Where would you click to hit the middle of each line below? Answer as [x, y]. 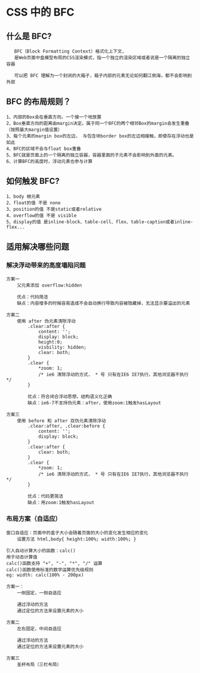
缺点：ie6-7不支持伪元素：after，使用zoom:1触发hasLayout [94, 403]
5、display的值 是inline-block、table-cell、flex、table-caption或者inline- [100, 222]
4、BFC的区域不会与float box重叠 [44, 149]
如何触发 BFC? [33, 181]
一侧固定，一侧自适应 [39, 593]
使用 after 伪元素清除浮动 [46, 321]
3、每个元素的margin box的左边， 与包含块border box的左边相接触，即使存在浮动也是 [100, 136]
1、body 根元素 [23, 196]
